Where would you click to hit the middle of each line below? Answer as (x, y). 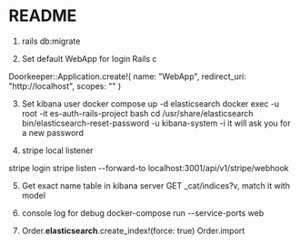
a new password (52, 132)
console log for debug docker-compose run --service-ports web (143, 213)
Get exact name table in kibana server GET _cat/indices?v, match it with (155, 185)
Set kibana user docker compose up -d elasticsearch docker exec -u (150, 103)
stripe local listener (57, 150)
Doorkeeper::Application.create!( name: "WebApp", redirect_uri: (128, 76)
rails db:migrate (51, 41)
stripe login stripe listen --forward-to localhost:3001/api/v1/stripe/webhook (149, 168)
